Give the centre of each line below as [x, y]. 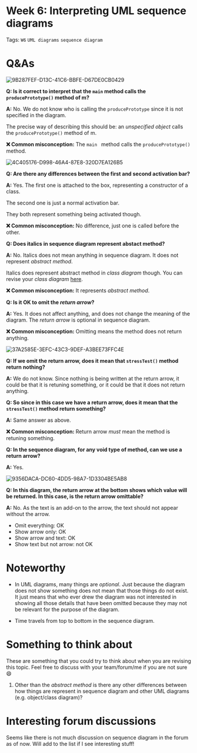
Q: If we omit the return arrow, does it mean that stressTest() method [92, 361]
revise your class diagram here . [45, 279]
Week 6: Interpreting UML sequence [96, 11]
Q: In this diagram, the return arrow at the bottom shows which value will [96, 490]
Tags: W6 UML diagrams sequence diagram [54, 39]
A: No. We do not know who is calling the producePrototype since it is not [95, 109]
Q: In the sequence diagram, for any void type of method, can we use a [94, 450]
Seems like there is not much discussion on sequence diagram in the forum [97, 737]
